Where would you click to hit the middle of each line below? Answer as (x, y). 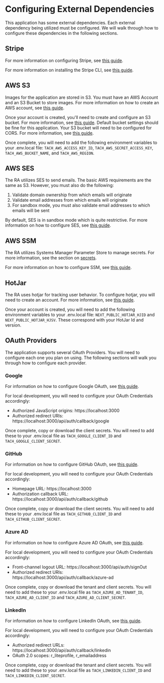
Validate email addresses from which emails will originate (70, 200)
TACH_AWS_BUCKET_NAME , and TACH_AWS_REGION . (50, 153)
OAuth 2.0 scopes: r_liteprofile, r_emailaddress (59, 655)
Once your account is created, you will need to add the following (70, 309)
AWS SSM (21, 241)
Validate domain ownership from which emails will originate (72, 195)
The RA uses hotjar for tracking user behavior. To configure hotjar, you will (80, 295)
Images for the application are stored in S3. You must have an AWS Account (82, 97)
